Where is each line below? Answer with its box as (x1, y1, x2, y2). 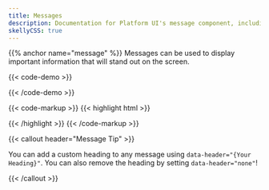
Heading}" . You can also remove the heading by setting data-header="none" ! (8, 158, 258, 168)
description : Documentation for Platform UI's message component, (8, 19, 235, 27)
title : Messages (8, 11, 62, 20)
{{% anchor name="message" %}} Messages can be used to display (8, 49, 235, 58)
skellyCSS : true (8, 26, 62, 34)
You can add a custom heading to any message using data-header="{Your (8, 149, 251, 160)
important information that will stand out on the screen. (8, 57, 190, 66)
